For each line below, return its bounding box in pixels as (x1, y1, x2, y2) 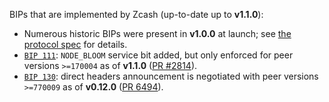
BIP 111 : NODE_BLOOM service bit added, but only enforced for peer (23, 49, 294, 61)
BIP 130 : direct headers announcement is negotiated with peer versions (23, 70, 319, 82)
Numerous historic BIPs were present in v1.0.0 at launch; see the (23, 28, 292, 39)
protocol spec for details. (23, 39, 128, 50)
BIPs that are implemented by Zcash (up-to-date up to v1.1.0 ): (9, 9, 264, 20)
